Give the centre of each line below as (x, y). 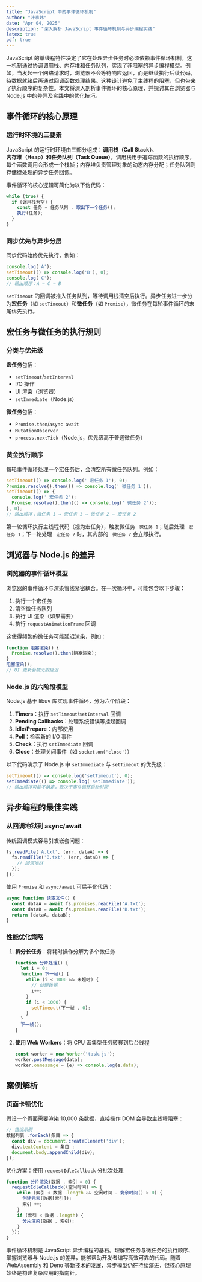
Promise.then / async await (47, 424)
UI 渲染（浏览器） (37, 392)
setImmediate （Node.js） (46, 399)
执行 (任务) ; (30, 213)
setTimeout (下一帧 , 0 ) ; (61, 1008)
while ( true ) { (25, 196)
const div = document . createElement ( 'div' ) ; (68, 1141)
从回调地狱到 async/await (44, 826)
